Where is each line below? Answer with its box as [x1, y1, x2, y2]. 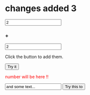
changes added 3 [5, 3, 77, 14]
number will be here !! [5, 74, 49, 80]
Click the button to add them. [5, 54, 64, 60]
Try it [7, 64, 17, 69]
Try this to [65, 84, 83, 90]
